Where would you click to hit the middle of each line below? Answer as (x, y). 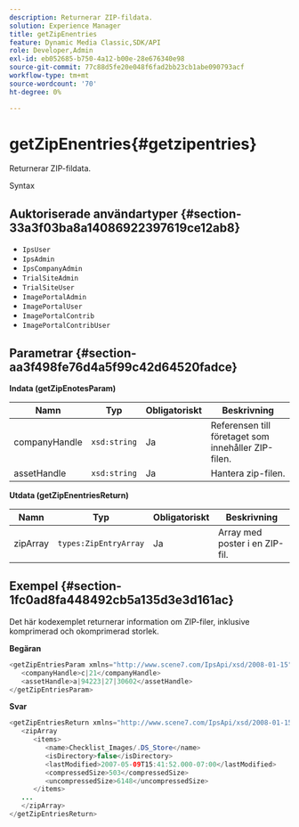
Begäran (25, 648)
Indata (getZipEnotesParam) (63, 389)
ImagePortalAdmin (54, 298)
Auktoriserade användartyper (94, 213)
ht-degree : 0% (36, 92)
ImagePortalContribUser (66, 326)
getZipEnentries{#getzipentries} (133, 144)
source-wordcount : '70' (53, 84)
